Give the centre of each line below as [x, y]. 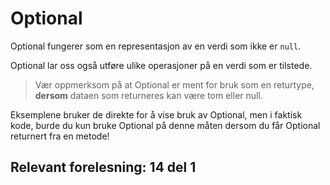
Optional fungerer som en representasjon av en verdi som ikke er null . [156, 46]
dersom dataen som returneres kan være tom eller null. [148, 95]
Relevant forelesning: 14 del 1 [103, 167]
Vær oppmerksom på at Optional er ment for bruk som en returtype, [174, 84]
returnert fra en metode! [60, 136]
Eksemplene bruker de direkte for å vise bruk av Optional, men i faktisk [156, 114]
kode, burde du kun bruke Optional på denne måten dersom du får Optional [165, 125]
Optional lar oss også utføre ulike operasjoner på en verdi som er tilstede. [161, 65]
